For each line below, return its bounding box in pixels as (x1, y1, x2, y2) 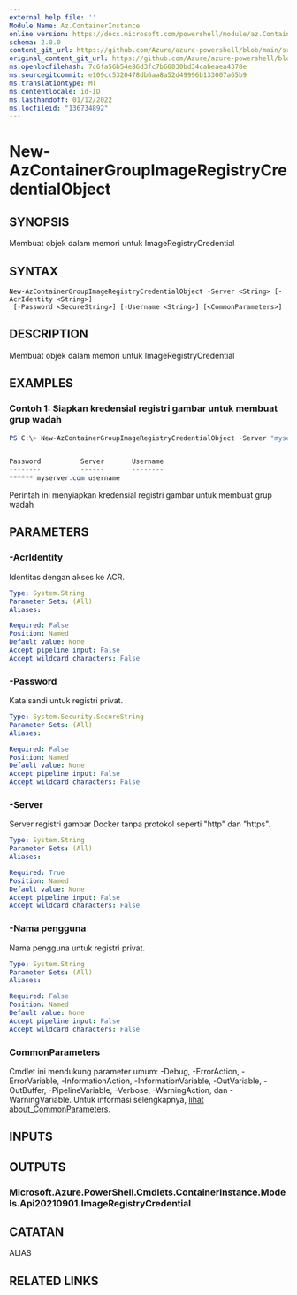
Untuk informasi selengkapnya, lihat (73, 1094, 205, 1105)
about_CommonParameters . (9, 1104, 111, 1114)
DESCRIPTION (9, 327, 88, 342)
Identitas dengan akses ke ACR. (9, 571, 126, 582)
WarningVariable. (9, 1094, 72, 1105)
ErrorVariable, (9, 1075, 60, 1086)
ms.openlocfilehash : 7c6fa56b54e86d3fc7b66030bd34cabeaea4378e (9, 63, 247, 72)
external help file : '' (9, 12, 97, 22)
